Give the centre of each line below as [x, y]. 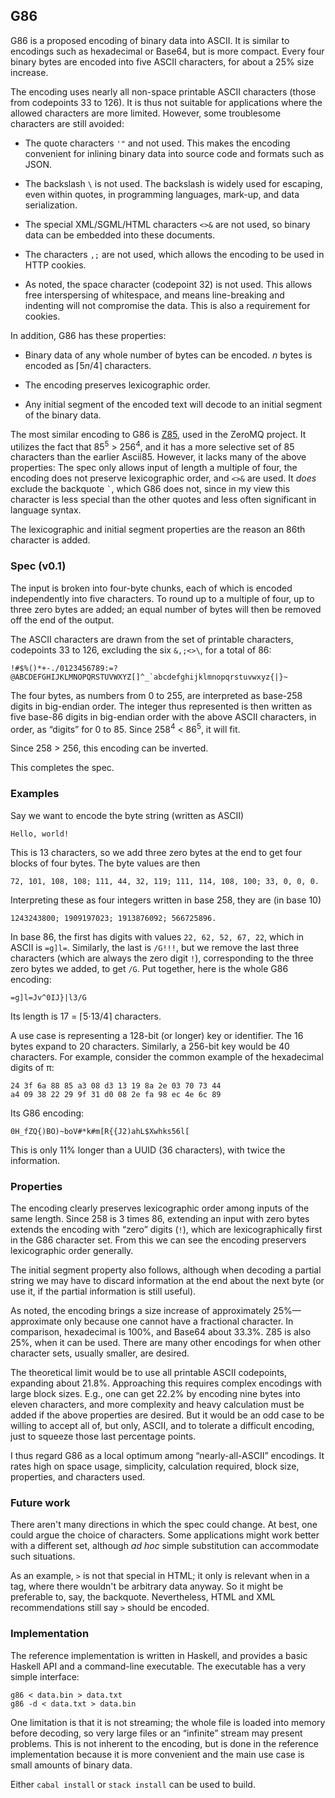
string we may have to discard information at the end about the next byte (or [167, 1281]
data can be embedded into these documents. [120, 235]
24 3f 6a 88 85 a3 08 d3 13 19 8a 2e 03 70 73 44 [116, 1085]
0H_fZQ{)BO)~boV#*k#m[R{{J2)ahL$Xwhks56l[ [100, 1131]
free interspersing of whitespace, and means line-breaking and [154, 295]
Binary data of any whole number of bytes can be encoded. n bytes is [168, 355]
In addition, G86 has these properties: [88, 335]
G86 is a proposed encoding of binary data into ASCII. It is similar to [150, 40]
